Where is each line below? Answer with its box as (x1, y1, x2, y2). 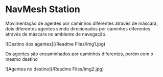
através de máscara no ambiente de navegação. (5, 31, 107, 37)
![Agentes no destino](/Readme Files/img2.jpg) (5, 66, 104, 72)
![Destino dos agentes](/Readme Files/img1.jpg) (5, 41, 106, 47)
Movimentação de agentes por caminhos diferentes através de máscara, (5, 20, 158, 26)
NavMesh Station (5, 4, 80, 15)
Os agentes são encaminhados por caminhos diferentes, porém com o (5, 51, 154, 57)
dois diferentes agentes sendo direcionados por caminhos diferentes (5, 25, 151, 31)
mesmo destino (5, 56, 38, 62)
